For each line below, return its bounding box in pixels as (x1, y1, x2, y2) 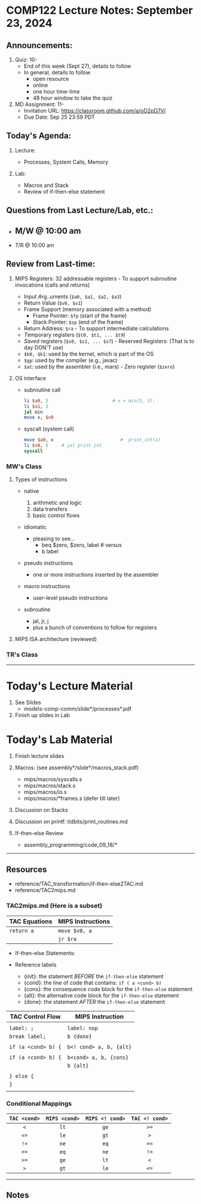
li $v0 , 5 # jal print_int (23, 443, 102, 449)
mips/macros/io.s (23, 788, 67, 796)
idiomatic (23, 523, 47, 531)
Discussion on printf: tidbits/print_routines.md (14, 818, 128, 825)
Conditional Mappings (6, 1100, 72, 1108)
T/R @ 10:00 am (14, 242, 54, 249)
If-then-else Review (14, 830, 64, 837)
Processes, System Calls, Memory (23, 158, 109, 165)
